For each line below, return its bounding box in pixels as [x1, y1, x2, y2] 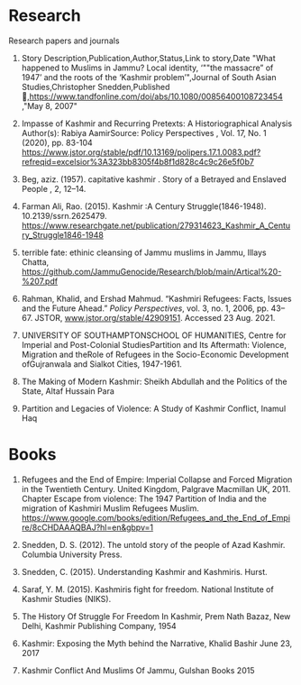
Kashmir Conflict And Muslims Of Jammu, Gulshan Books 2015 [21, 664, 255, 676]
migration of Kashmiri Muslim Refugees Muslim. [21, 502, 199, 514]
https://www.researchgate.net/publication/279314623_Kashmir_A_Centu [21, 220, 291, 231]
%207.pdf [21, 276, 59, 287]
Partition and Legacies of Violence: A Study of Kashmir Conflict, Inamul [21, 403, 287, 414]
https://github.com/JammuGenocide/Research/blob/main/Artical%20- [21, 266, 282, 277]
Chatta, [21, 256, 50, 267]
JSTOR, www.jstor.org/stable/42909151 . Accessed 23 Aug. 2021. [34, 312, 276, 323]
